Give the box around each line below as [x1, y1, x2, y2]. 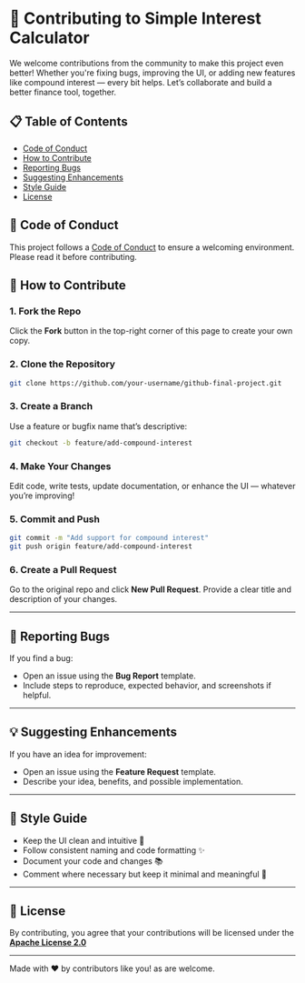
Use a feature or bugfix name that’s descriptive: [9, 420, 188, 431]
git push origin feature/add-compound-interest [9, 542, 193, 551]
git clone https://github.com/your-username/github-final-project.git [9, 378, 282, 387]
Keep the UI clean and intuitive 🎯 [22, 835, 145, 846]
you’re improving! [9, 490, 75, 501]
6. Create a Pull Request [9, 563, 117, 576]
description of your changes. [9, 594, 118, 605]
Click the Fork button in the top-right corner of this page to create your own [9, 326, 293, 336]
